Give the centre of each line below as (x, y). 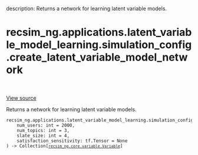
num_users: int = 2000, (46, 125)
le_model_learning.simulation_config (99, 45)
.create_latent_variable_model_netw (97, 57)
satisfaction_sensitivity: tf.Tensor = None (72, 141)
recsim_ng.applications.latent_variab (99, 32)
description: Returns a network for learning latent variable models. (86, 9)
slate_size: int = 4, (43, 136)
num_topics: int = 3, (43, 130)
